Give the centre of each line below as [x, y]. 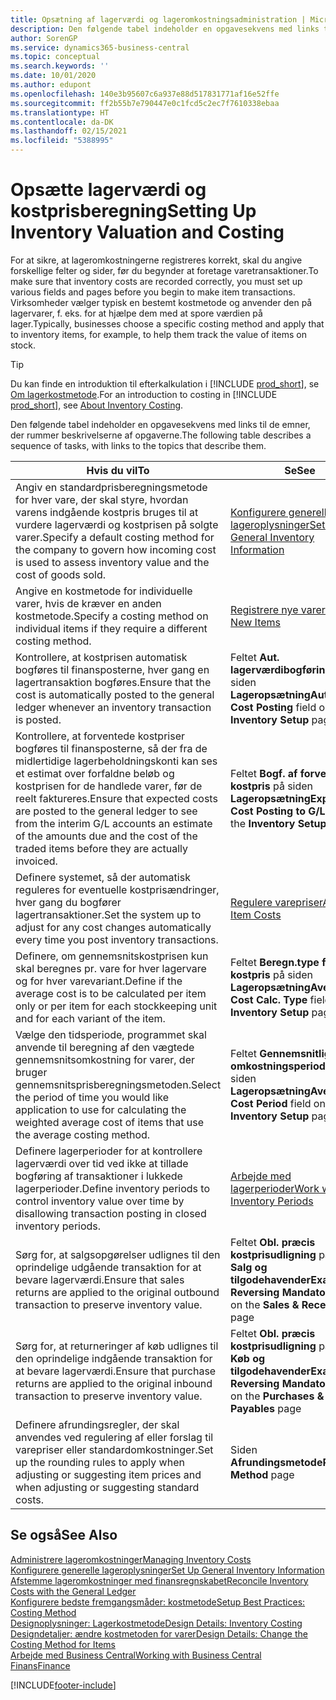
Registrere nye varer [278, 609]
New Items [255, 622]
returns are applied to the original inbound [114, 1383]
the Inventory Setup [278, 823]
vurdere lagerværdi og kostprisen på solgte [117, 524]
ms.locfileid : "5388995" [62, 141]
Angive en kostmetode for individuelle [104, 591]
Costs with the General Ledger [73, 1591]
